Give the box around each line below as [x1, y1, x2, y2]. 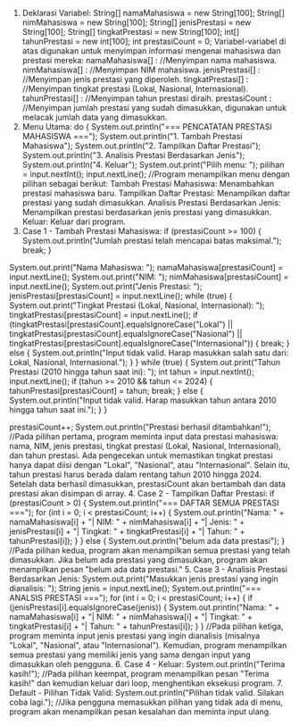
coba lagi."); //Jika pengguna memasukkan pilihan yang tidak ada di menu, [9, 697, 283, 707]
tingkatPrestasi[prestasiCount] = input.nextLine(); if [9, 310, 198, 320]
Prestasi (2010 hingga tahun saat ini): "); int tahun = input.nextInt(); [9, 366, 254, 377]
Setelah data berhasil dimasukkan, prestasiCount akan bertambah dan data [9, 479, 286, 489]
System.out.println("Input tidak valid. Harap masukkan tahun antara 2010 [9, 395, 277, 405]
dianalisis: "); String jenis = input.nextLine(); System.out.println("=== [9, 583, 262, 593]
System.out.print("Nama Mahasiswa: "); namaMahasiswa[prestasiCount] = [9, 263, 284, 272]
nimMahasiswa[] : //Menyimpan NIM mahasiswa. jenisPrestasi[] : [21, 64, 261, 75]
